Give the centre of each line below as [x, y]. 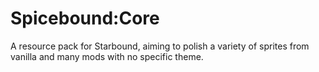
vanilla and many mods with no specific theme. [107, 56]
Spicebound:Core [85, 18]
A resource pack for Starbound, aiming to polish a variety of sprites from [160, 46]
